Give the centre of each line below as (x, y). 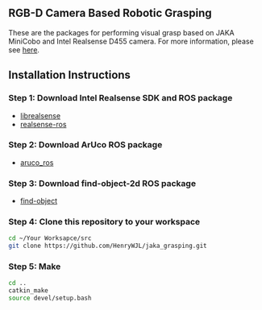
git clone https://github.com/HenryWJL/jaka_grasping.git (108, 246)
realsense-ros (43, 124)
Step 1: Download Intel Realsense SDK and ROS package (121, 98)
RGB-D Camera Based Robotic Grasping (110, 13)
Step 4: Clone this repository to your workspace (104, 222)
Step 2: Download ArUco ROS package (85, 145)
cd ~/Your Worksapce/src (50, 238)
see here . (24, 50)
